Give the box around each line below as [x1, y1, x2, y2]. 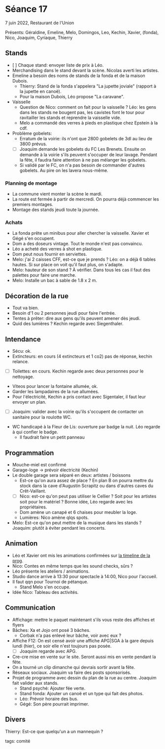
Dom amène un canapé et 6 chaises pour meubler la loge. [19, 509, 137, 515]
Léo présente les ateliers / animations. [12, 568, 90, 574]
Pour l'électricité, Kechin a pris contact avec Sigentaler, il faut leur [12, 394, 146, 400]
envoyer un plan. [12, 399, 47, 405]
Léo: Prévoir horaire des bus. [19, 696, 79, 702]
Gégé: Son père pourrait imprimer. [19, 701, 90, 707]
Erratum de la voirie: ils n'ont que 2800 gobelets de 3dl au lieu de [19, 135, 153, 141]
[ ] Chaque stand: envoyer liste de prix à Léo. [12, 62, 104, 68]
